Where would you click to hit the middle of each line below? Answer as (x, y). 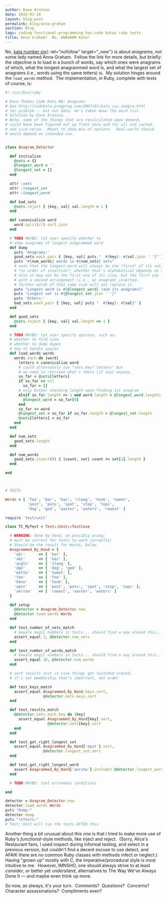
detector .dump (20, 815)
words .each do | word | (36, 358)
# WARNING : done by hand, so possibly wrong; (58, 536)
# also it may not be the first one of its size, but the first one (86, 275)
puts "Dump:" (19, 810)
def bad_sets (23, 202)
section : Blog (20, 28)
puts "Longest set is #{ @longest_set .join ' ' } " (65, 294)
